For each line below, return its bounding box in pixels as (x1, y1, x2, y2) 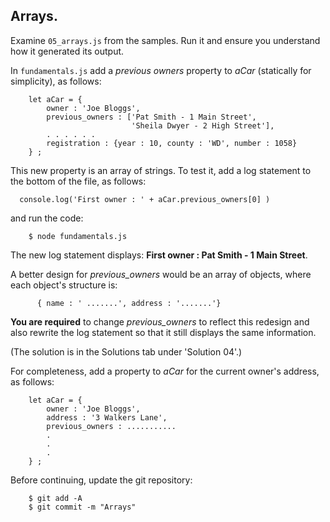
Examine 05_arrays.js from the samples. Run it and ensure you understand (10, 34, 321, 46)
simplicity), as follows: (10, 75, 102, 87)
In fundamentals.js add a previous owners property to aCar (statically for (10, 64, 312, 76)
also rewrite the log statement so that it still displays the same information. (10, 326, 317, 338)
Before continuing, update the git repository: (10, 474, 193, 486)
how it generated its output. (10, 45, 125, 57)
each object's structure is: (10, 279, 118, 291)
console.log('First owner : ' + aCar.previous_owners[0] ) (19, 194, 271, 204)
